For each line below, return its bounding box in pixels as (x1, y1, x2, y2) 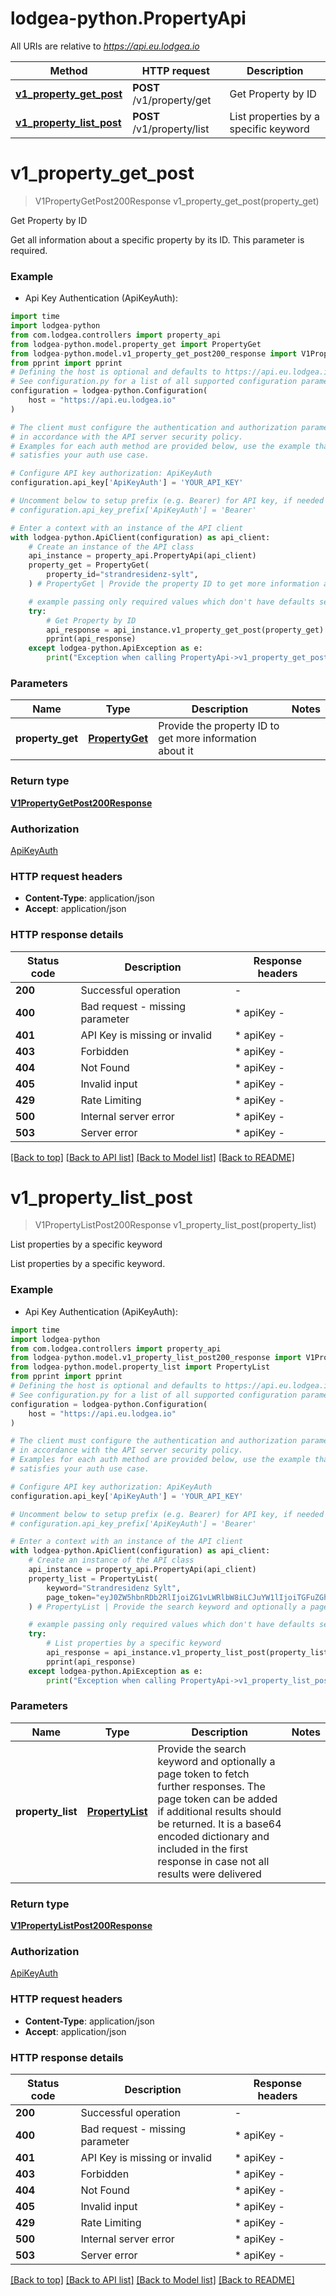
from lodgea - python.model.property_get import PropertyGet (10, 339, 262, 349)
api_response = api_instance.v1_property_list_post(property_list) (46, 1648, 333, 1658)
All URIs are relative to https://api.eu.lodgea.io (10, 40, 200, 52)
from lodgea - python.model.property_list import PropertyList (10, 1362, 271, 1372)
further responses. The (157, 1779, 266, 1793)
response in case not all (157, 1854, 270, 1868)
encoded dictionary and (157, 1829, 270, 1843)
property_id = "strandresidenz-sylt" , (46, 570, 199, 580)
